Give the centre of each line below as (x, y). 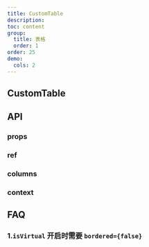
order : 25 (21, 53)
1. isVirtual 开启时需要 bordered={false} (75, 236)
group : (17, 33)
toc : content (26, 26)
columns (22, 174)
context (20, 193)
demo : (15, 59)
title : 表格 (30, 40)
